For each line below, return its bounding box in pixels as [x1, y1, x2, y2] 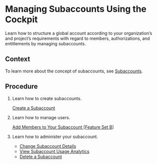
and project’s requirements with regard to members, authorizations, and [5, 35, 150, 41]
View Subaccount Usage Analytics [19, 148, 90, 154]
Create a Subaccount [12, 105, 55, 111]
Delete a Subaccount [19, 154, 62, 160]
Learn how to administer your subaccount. [12, 133, 98, 139]
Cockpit [5, 14, 38, 25]
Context [5, 55, 30, 64]
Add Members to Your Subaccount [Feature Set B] [12, 124, 114, 130]
